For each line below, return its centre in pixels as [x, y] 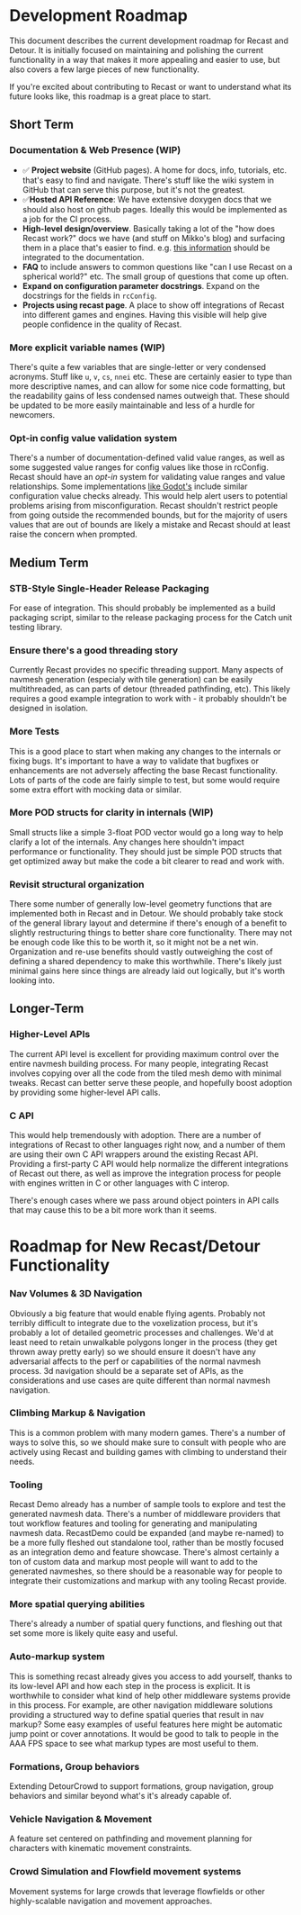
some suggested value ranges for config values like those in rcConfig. [139, 467]
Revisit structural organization [77, 884]
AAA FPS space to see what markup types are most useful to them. [134, 1743]
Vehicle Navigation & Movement [81, 1819]
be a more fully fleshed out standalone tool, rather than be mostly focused [147, 1543]
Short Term [42, 125]
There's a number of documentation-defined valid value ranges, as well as [147, 458]
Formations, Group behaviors [75, 1766]
